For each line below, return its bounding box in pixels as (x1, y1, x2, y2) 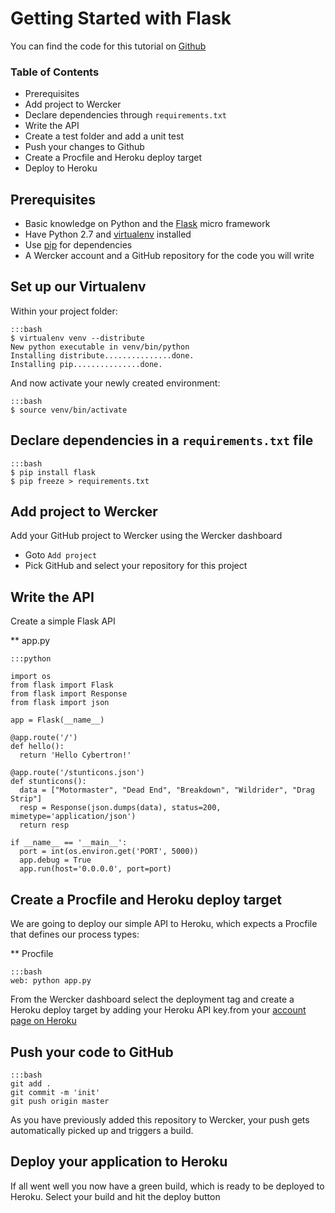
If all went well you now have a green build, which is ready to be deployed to (10, 1180, 325, 1192)
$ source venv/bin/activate (10, 405, 128, 415)
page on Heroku (10, 1015, 77, 1027)
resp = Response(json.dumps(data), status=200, (19, 803, 222, 813)
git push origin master (10, 1096, 110, 1106)
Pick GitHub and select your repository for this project (24, 560, 248, 572)
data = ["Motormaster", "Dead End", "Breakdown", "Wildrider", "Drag (19, 785, 315, 796)
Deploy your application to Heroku (10, 1153, 228, 1171)
